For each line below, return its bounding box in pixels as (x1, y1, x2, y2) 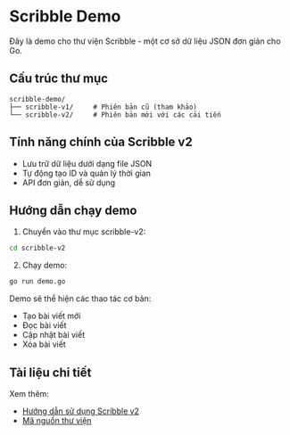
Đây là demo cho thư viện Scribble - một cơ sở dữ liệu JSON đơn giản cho (9, 36, 281, 46)
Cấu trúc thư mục (9, 71, 109, 86)
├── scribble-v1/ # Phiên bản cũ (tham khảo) (9, 103, 198, 111)
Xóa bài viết (21, 339, 67, 349)
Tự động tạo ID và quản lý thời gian (21, 168, 152, 178)
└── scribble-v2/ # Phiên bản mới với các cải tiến (9, 110, 221, 119)
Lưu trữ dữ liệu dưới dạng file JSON (21, 158, 153, 168)
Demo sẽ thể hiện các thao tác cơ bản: (9, 293, 152, 304)
